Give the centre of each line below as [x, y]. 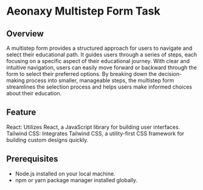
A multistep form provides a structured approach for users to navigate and [99, 48]
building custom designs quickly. [47, 140]
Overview [25, 34]
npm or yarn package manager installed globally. [76, 180]
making [16, 80]
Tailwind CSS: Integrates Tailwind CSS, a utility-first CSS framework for [95, 133]
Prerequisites [32, 159]
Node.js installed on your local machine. [65, 174]
